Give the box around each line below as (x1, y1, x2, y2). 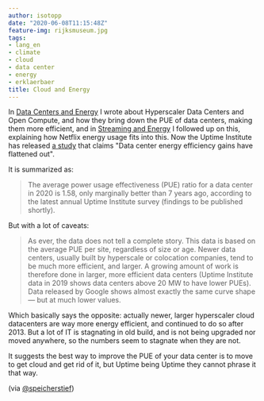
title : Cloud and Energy (8, 85, 90, 94)
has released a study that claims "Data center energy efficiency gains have (8, 141, 254, 151)
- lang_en (8, 41, 41, 49)
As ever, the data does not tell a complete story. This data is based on (27, 236, 256, 246)
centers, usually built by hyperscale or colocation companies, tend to (27, 253, 254, 263)
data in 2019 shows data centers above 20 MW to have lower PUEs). (27, 279, 251, 288)
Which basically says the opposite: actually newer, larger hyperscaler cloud (8, 310, 255, 320)
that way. (8, 368, 38, 378)
